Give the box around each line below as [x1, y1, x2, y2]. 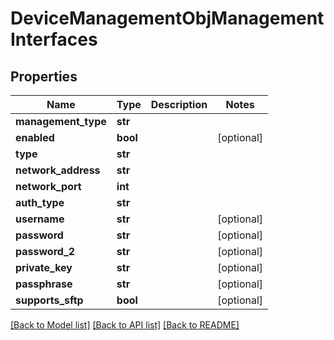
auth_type [15, 196, 65, 209]
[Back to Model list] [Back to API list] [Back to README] [10, 319, 240, 331]
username [15, 212, 65, 226]
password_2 [15, 245, 76, 258]
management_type [15, 115, 107, 128]
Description [150, 98, 208, 111]
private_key [15, 261, 73, 274]
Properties [10, 68, 78, 85]
